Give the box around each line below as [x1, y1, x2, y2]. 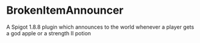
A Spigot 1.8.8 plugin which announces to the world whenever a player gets [6, 23, 195, 30]
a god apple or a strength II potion [6, 29, 92, 36]
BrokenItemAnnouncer [6, 4, 124, 17]
